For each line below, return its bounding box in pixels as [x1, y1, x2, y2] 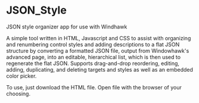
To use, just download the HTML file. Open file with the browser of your [6, 83, 182, 91]
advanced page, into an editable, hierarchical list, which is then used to [6, 53, 181, 60]
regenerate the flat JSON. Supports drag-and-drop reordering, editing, [6, 60, 180, 67]
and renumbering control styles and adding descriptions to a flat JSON [6, 41, 180, 48]
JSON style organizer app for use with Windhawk [6, 23, 128, 30]
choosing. [6, 90, 31, 97]
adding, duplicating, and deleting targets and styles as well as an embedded [6, 66, 194, 73]
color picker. [6, 72, 37, 79]
